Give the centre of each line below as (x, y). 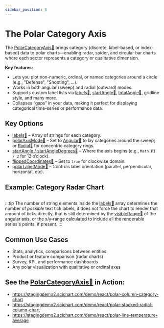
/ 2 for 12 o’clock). (31, 156)
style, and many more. (35, 98)
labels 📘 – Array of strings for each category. (57, 135)
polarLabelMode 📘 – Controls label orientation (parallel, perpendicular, (82, 167)
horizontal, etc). (28, 172)
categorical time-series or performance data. (58, 108)
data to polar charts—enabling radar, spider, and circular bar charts (88, 52)
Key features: (19, 67)
